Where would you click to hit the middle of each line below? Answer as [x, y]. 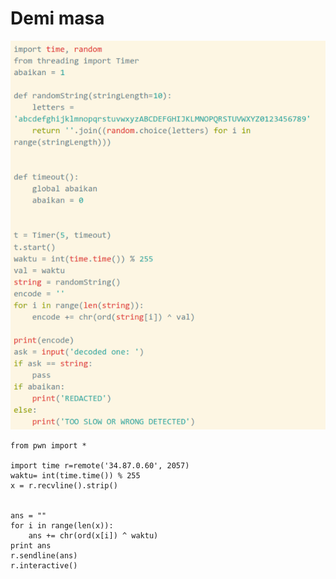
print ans [31, 546]
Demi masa [57, 18]
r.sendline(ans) [44, 556]
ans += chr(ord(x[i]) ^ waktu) [93, 536]
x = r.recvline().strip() [64, 486]
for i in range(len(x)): [62, 526]
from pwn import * [48, 446]
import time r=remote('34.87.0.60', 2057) [100, 466]
